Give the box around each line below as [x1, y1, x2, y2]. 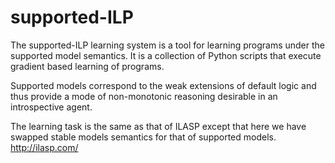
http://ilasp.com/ [10, 141, 79, 153]
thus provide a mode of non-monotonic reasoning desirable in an [10, 90, 278, 102]
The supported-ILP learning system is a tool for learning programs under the [10, 39, 326, 51]
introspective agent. [10, 101, 93, 113]
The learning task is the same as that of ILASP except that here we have [10, 120, 307, 132]
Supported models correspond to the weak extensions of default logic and [10, 79, 317, 91]
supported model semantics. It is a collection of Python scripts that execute [10, 49, 322, 61]
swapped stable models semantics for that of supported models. [10, 131, 277, 143]
